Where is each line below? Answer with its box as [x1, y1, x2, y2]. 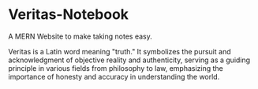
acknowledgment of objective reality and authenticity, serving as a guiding [8, 55, 251, 65]
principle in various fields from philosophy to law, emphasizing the [8, 63, 223, 72]
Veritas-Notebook [8, 6, 129, 24]
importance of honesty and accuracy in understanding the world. [8, 72, 220, 81]
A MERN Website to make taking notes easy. [8, 32, 152, 41]
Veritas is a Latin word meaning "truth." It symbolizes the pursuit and [8, 46, 231, 56]
